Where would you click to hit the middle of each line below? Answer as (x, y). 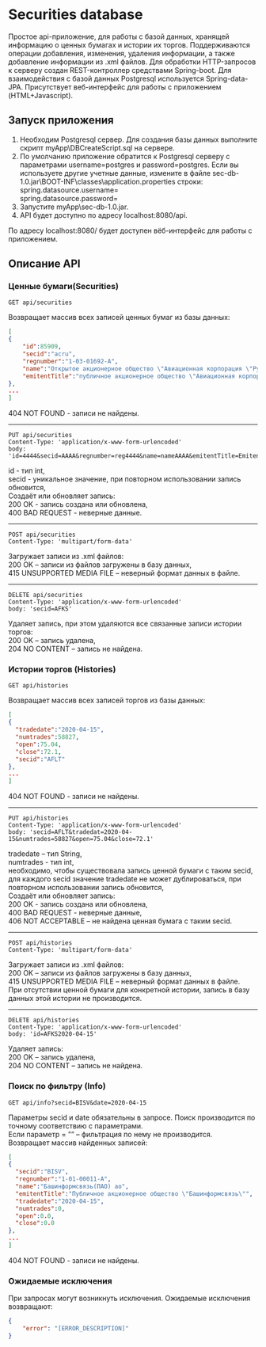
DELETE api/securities (46, 595)
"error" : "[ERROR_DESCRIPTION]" (76, 1329)
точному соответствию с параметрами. (76, 1125)
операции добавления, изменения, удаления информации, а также (122, 53)
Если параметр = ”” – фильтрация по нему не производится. (110, 1134)
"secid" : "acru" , (49, 354)
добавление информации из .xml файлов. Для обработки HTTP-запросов (132, 62)
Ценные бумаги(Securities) (63, 287)
